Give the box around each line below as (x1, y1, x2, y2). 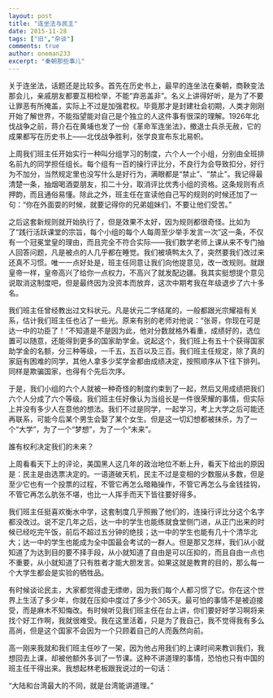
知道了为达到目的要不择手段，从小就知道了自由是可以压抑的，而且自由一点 (8, 547, 258, 557)
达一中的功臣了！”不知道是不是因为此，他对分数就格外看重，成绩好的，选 (8, 325, 254, 335)
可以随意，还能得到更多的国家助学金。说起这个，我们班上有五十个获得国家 (15, 335, 265, 346)
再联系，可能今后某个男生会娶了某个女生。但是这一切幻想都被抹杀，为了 (8, 414, 250, 424)
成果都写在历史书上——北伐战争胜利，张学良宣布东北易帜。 (8, 131, 208, 141)
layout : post (8, 11, 53, 20)
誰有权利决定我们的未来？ (8, 441, 94, 452)
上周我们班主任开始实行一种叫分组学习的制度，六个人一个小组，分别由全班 (8, 148, 258, 159)
